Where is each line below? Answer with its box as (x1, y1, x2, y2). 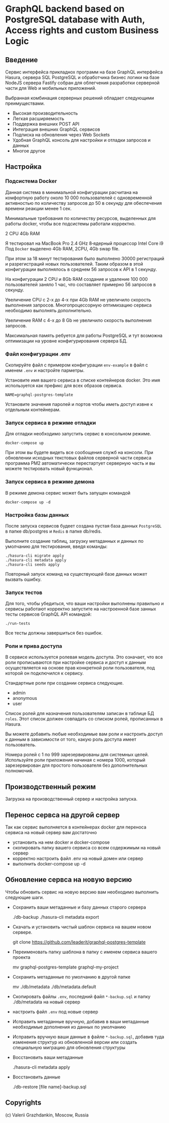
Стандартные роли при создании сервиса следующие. (5, 680, 124, 686)
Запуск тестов (5, 589, 43, 596)
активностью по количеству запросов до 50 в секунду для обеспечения (5, 200, 162, 206)
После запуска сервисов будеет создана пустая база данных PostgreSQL (5, 522, 162, 529)
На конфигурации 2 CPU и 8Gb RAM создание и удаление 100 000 (5, 276, 148, 282)
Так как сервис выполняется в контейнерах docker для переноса (5, 824, 147, 830)
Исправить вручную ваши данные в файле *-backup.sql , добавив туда (12, 1033, 164, 1039)
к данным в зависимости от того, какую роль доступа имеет (5, 736, 137, 742)
